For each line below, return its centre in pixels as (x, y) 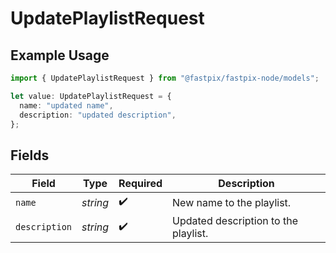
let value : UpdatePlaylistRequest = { (91, 96)
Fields (30, 155)
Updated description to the (235, 221)
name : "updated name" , (66, 105)
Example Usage (60, 55)
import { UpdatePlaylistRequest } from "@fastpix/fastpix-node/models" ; (165, 78)
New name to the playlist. (232, 202)
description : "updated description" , (98, 115)
